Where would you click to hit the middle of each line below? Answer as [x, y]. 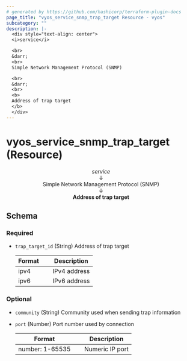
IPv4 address [71, 271]
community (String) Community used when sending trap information [98, 312]
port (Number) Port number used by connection [74, 324]
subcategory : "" [26, 23]
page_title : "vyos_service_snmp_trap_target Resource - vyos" [86, 17]
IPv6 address [71, 281]
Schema [22, 215]
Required [20, 233]
